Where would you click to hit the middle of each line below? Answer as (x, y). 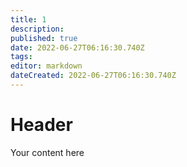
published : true (44, 38)
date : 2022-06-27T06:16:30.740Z (77, 47)
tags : (21, 57)
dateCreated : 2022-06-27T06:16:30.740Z (93, 76)
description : (37, 29)
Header (41, 125)
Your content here (47, 152)
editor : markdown (46, 66)
